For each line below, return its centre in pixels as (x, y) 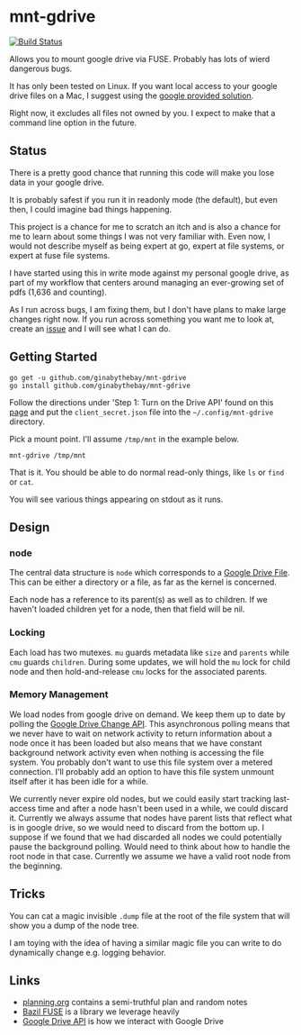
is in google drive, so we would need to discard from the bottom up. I (137, 827)
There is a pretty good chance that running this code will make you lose (142, 172)
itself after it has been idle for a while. (79, 781)
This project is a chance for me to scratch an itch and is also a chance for (145, 226)
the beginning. (36, 866)
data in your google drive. (57, 182)
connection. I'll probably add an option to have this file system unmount (142, 771)
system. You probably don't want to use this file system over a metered (141, 762)
